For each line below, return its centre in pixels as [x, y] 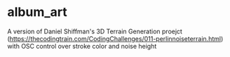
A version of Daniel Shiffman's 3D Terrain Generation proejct [95, 31]
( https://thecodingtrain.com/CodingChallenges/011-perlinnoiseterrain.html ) [115, 38]
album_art [38, 12]
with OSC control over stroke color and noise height [82, 46]
